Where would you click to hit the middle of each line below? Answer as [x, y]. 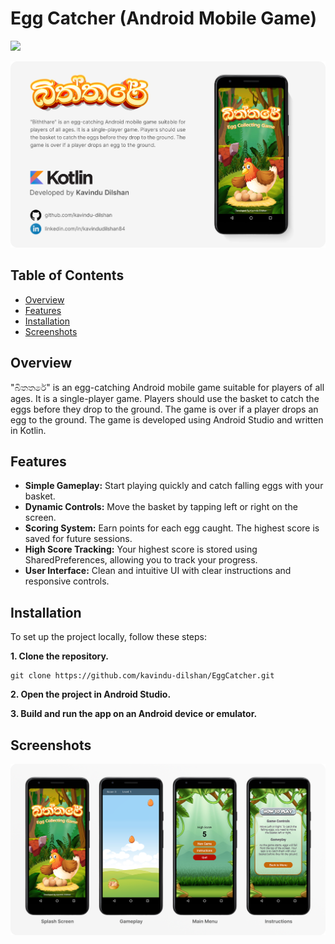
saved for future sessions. [78, 539]
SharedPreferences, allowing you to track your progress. [141, 560]
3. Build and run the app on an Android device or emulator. [134, 714]
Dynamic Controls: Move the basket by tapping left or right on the [161, 507]
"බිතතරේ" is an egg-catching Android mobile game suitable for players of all [167, 387]
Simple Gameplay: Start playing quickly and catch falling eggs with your [174, 486]
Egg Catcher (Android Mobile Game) [163, 18]
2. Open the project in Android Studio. [91, 694]
